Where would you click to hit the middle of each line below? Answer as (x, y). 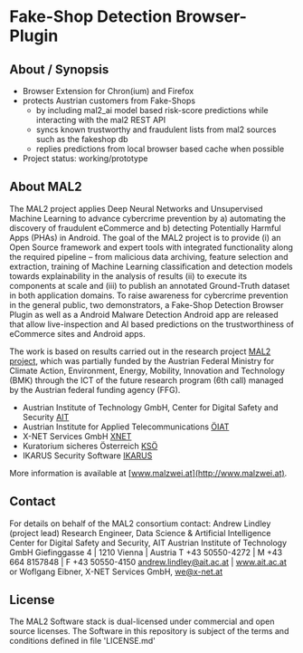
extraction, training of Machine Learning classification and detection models (151, 266)
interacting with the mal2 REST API (101, 120)
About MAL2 (46, 187)
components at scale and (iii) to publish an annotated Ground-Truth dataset (150, 285)
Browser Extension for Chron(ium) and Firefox (108, 91)
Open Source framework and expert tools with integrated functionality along (151, 247)
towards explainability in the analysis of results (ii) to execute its (128, 276)
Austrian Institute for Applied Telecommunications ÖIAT (126, 427)
